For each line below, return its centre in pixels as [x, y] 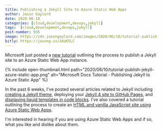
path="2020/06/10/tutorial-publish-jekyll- [112, 69]
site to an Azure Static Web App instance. [47, 60]
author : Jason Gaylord [28, 14]
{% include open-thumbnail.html [37, 69]
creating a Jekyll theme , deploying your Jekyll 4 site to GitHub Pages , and [79, 94]
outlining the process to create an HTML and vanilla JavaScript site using [78, 104]
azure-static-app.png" [27, 74]
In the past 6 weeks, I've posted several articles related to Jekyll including [79, 89]
